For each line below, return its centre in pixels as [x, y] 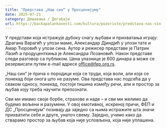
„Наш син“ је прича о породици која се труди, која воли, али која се [77, 74]
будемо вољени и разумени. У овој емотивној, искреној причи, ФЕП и [80, 104]
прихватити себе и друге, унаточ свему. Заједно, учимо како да [73, 115]
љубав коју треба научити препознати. [46, 89]
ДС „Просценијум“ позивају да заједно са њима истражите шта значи [80, 110]
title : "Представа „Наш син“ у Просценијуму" [53, 10]
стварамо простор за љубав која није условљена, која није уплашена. [80, 120]
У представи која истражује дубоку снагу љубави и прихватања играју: [82, 38]
